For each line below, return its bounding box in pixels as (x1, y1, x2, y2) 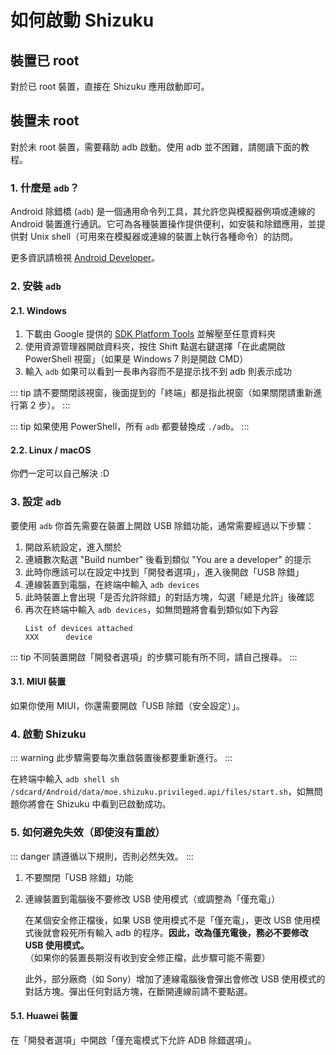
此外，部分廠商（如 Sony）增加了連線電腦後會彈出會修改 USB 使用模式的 (24, 972, 326, 985)
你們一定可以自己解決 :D (10, 467, 110, 480)
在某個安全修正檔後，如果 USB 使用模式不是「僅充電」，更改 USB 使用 (24, 914, 312, 926)
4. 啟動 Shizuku (10, 727, 87, 741)
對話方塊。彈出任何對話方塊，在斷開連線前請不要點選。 (24, 985, 253, 997)
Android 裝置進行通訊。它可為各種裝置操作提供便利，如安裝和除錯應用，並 (10, 218, 317, 230)
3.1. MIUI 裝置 (10, 676, 67, 688)
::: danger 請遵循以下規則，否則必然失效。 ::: (10, 850, 194, 862)
